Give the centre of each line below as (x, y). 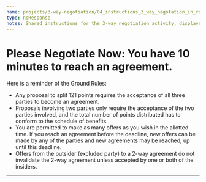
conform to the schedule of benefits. (62, 121)
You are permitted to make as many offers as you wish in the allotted (102, 128)
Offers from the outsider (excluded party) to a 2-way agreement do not (105, 154)
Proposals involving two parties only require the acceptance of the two (105, 108)
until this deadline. (38, 147)
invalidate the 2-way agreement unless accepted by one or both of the (104, 160)
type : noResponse (29, 18)
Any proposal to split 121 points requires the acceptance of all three (100, 95)
